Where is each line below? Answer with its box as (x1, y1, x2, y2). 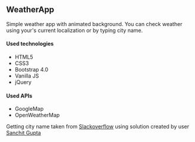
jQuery (14, 79, 32, 86)
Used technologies (6, 40, 54, 47)
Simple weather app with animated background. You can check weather (6, 20, 183, 27)
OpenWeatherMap (14, 112, 60, 119)
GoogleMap (14, 105, 44, 112)
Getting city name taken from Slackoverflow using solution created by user (6, 123, 190, 130)
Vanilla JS (14, 72, 39, 79)
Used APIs (6, 92, 33, 99)
